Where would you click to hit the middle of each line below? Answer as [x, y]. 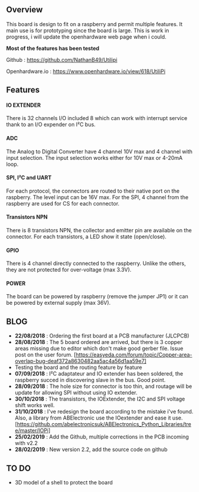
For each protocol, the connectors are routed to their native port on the [93, 191]
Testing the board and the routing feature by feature [78, 367]
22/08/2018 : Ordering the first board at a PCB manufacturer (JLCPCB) [102, 336]
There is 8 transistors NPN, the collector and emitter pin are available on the [99, 231]
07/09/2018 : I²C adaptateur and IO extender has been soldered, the [99, 374]
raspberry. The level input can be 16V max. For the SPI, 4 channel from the [97, 197]
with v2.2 [26, 443]
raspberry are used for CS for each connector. [63, 203]
